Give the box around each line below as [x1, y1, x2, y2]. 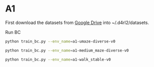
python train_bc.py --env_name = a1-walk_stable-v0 [5, 57, 111, 62]
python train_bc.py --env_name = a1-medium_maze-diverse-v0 [5, 48, 129, 53]
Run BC [5, 29, 21, 35]
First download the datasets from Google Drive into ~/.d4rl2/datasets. [5, 19, 149, 25]
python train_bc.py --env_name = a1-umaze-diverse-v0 [5, 38, 115, 44]
